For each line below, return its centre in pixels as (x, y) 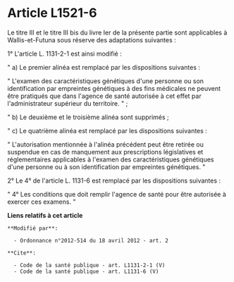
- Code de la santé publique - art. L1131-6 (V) (86, 271)
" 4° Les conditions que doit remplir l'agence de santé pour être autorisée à (117, 194)
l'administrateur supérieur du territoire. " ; (68, 103)
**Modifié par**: (33, 228)
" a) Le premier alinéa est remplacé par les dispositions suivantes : (104, 67)
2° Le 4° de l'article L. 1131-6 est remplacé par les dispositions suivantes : (114, 180)
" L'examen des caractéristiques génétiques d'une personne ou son (106, 81)
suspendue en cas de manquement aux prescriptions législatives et (105, 152)
